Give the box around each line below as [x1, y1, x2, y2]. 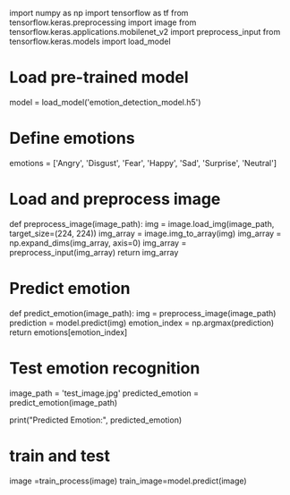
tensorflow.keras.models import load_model [9, 36, 172, 46]
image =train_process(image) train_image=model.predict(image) [9, 475, 248, 486]
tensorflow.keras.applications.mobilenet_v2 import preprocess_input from [9, 27, 281, 37]
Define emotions [9, 129, 136, 148]
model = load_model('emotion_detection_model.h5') [9, 96, 201, 107]
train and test [9, 446, 110, 466]
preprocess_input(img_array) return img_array [9, 247, 179, 257]
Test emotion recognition [9, 357, 200, 378]
